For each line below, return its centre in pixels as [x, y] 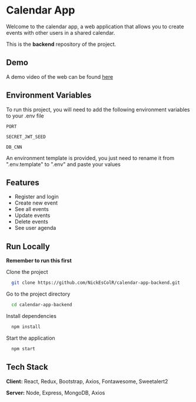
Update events [32, 216]
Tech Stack [27, 367]
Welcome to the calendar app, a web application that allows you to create [95, 26]
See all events [31, 209]
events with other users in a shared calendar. [61, 32]
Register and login [36, 197]
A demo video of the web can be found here [60, 76]
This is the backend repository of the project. [61, 44]
